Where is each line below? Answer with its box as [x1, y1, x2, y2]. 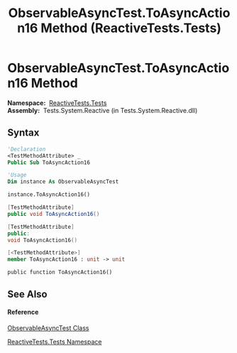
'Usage [7, 172, 27, 179]
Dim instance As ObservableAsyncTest [7, 178, 119, 185]
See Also [7, 288, 48, 300]
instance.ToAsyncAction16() [7, 191, 91, 198]
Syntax [7, 126, 40, 139]
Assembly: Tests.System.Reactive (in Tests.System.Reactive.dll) [7, 106, 198, 114]
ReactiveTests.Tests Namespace [7, 337, 102, 346]
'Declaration [7, 146, 46, 153]
